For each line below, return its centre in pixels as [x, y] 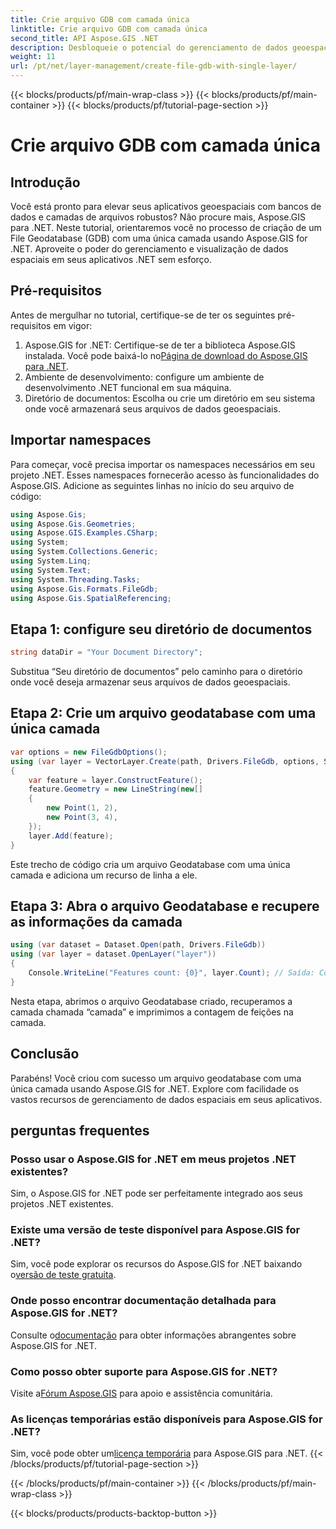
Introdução [45, 182]
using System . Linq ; [51, 561]
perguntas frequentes [80, 1130]
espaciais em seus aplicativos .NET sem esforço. [111, 259]
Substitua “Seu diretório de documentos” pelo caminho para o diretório [156, 672]
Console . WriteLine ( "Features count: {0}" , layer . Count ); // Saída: [171, 972]
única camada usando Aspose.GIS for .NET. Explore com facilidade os [155, 1088]
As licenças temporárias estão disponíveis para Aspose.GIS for [166, 1419]
